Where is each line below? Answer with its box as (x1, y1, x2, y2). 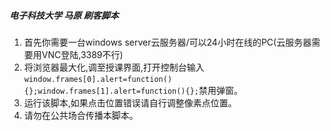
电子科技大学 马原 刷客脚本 (9, 9, 119, 21)
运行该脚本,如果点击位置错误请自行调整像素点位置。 (23, 96, 237, 109)
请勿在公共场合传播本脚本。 (23, 109, 139, 121)
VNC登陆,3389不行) (41, 48, 124, 60)
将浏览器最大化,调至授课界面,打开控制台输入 (23, 61, 205, 73)
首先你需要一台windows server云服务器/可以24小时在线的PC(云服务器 (23, 36, 312, 48)
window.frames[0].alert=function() (23, 74, 173, 84)
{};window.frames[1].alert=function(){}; (23, 86, 199, 96)
